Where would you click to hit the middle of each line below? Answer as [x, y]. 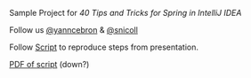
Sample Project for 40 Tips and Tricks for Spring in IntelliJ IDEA [125, 13]
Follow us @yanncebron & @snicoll [73, 30]
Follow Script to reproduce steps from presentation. [104, 47]
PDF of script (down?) [49, 64]
